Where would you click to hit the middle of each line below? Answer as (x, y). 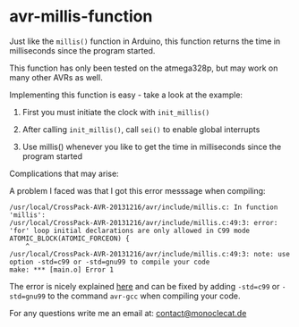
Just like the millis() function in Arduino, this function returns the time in (145, 41)
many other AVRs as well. (56, 77)
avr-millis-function (81, 17)
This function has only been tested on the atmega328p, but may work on (144, 68)
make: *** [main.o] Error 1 (62, 270)
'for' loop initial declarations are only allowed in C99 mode (130, 231)
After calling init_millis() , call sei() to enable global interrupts (141, 129)
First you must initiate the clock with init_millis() (116, 112)
